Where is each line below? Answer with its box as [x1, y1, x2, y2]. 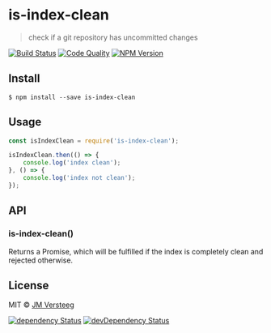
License [8, 278, 49, 292]
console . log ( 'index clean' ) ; [23, 159, 121, 167]
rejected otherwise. [8, 255, 74, 265]
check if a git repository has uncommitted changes [28, 32, 198, 42]
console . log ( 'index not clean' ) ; [23, 174, 136, 182]
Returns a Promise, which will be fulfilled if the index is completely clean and [8, 246, 264, 256]
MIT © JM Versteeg [8, 300, 74, 310]
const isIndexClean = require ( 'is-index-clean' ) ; [8, 136, 180, 145]
